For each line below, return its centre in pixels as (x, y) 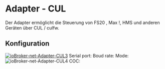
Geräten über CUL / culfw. (32, 27)
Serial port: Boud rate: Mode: (99, 55)
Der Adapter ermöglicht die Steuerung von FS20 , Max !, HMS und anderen (83, 22)
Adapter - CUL (36, 9)
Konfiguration (27, 44)
